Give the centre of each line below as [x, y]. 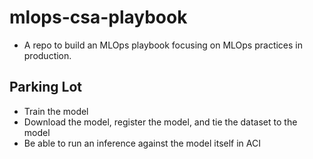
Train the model [56, 111]
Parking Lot [46, 87]
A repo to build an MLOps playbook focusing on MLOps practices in [163, 45]
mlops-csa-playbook [98, 17]
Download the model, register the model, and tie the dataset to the [160, 122]
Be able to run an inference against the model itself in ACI [142, 143]
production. [47, 55]
